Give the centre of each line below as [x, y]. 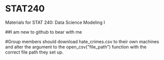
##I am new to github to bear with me [44, 32]
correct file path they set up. [34, 52]
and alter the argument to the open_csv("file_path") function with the [76, 47]
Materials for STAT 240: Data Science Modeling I [55, 22]
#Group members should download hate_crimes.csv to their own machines [82, 41]
